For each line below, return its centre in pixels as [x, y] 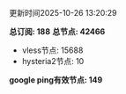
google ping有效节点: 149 [56, 80]
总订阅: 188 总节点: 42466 [57, 32]
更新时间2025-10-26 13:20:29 [63, 13]
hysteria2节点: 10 [53, 61]
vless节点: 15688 [52, 50]
